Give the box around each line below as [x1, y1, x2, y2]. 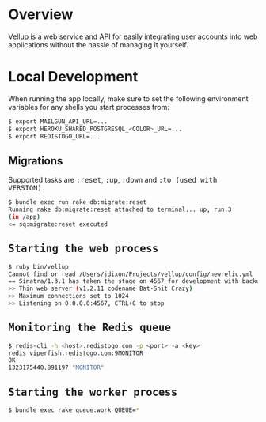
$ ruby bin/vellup [8, 262, 69, 270]
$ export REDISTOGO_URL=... [8, 132, 101, 140]
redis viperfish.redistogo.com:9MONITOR [8, 349, 144, 357]
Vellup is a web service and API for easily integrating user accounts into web [8, 32, 258, 41]
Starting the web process [8, 243, 159, 255]
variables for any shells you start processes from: [8, 102, 170, 111]
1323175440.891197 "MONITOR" [8, 364, 104, 372]
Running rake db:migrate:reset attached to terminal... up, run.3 [8, 205, 232, 214]
